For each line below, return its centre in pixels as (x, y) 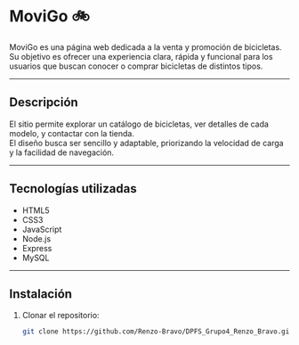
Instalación (41, 294)
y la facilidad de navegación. (61, 152)
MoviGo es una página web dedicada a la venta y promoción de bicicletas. (145, 47)
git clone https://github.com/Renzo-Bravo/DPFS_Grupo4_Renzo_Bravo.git (158, 332)
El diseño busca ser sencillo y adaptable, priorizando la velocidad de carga (146, 143)
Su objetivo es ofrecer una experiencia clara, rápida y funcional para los (141, 56)
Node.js (36, 238)
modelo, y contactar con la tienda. (72, 133)
